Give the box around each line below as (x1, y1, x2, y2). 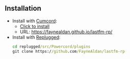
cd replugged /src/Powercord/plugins (12, 44, 91, 49)
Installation (5, 4, 41, 13)
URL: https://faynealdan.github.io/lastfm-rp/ (19, 28, 113, 35)
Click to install (19, 23, 50, 29)
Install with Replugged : (12, 34, 61, 40)
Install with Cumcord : (12, 17, 57, 24)
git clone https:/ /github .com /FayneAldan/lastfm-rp (12, 49, 125, 54)
